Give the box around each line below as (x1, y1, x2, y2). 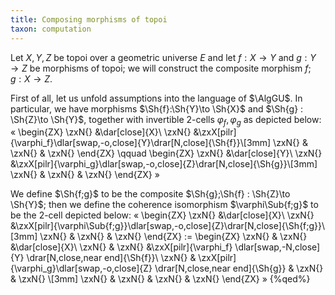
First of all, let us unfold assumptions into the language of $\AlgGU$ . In (10, 92, 303, 104)
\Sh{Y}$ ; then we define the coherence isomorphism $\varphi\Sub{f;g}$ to (10, 199, 319, 211)
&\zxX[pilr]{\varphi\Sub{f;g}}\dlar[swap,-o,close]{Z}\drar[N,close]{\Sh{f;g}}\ (10, 220, 326, 232)
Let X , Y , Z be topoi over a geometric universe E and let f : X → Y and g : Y (10, 51, 317, 63)
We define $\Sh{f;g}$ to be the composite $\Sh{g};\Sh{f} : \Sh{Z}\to (10, 188, 291, 200)
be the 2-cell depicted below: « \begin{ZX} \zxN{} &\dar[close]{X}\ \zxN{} (10, 209, 315, 221)
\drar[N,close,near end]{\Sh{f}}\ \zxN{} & (26, 252, 197, 264)
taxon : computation (10, 24, 92, 34)
